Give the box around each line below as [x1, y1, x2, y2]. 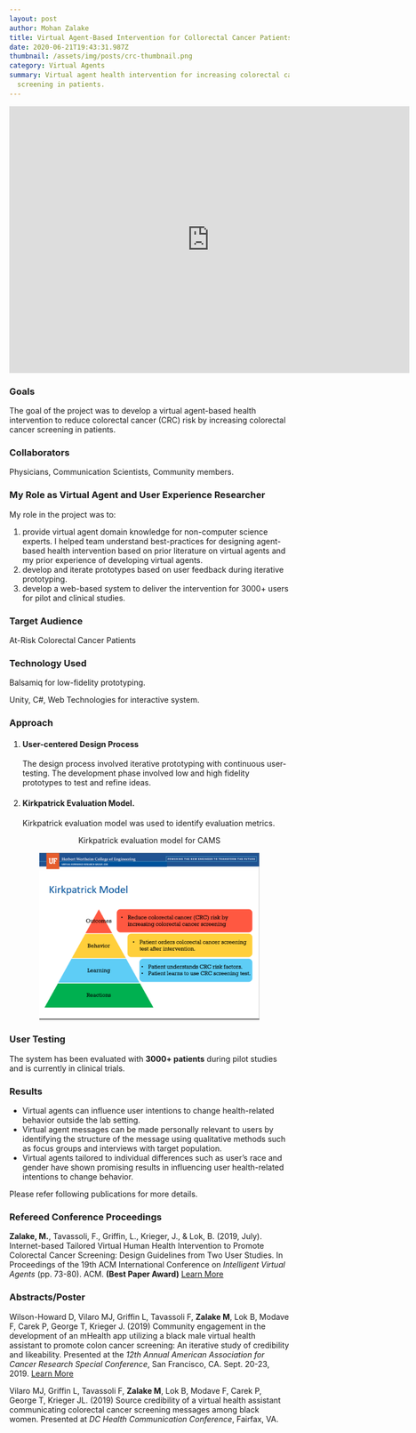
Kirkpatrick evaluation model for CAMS [78, 834, 220, 845]
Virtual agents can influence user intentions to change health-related [21, 1106, 275, 1116]
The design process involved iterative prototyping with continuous [21, 759, 265, 769]
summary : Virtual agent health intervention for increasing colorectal [9, 71, 280, 80]
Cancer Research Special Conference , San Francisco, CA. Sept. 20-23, [9, 1358, 270, 1369]
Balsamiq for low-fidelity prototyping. [9, 677, 146, 688]
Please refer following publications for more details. [9, 1188, 198, 1200]
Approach [9, 717, 53, 729]
